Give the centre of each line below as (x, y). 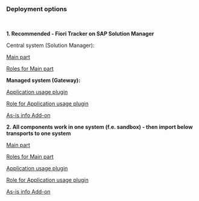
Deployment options (37, 9)
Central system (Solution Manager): (50, 45)
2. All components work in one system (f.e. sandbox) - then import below (99, 127)
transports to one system (39, 134)
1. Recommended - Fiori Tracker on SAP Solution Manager (80, 34)
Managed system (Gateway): (43, 81)
